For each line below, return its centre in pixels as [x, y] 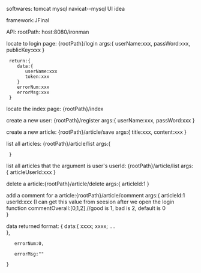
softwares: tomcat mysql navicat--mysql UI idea [65, 9]
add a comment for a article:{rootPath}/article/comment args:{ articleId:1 [96, 195]
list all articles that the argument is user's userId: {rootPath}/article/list [93, 166]
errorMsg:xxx [33, 92]
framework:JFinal [28, 20]
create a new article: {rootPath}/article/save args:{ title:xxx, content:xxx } [97, 132]
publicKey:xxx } [25, 50]
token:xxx [37, 77]
